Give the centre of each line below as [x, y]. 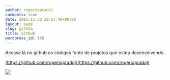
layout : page [19, 24]
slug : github [19, 29]
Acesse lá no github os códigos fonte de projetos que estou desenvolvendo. [85, 52]
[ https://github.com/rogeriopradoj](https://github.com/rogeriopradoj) [78, 62]
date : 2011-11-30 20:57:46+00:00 [41, 19]
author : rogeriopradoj [29, 10]
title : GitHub [20, 33]
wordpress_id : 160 [25, 38]
